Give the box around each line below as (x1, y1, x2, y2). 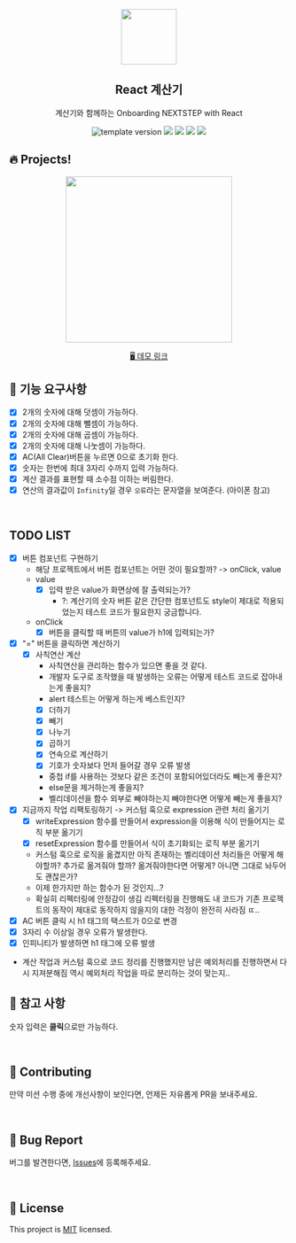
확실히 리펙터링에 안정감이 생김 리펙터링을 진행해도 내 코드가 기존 (35, 893, 261, 904)
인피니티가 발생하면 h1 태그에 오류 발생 (21, 937, 155, 948)
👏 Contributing (9, 1065, 92, 1080)
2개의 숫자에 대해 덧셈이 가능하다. (21, 407, 139, 417)
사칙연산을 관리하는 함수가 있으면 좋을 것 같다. (48, 660, 207, 672)
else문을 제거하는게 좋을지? (48, 782, 144, 793)
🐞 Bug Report (9, 1132, 83, 1147)
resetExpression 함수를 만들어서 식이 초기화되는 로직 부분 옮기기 (35, 837, 260, 849)
